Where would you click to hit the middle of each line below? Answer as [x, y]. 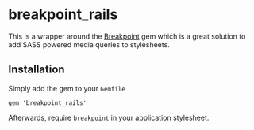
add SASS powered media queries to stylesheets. [89, 44]
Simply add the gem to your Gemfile [67, 88]
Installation [37, 70]
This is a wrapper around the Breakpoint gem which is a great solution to [127, 36]
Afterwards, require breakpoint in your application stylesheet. [109, 117]
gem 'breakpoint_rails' [48, 103]
